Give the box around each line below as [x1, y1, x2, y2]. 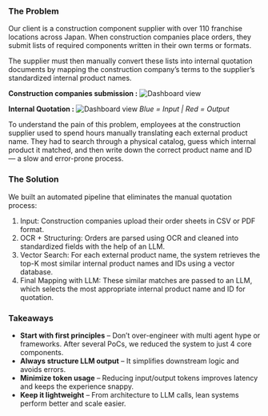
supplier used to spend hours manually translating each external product [8, 128, 248, 138]
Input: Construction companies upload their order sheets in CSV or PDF [19, 216, 256, 226]
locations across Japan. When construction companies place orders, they [8, 32, 252, 42]
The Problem [8, 6, 60, 17]
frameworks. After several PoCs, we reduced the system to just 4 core [19, 338, 252, 349]
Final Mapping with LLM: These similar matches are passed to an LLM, [19, 275, 253, 285]
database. [19, 266, 54, 277]
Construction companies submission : [8, 89, 138, 98]
